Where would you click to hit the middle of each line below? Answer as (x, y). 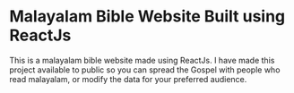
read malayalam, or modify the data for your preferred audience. (128, 79)
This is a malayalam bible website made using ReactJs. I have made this (142, 60)
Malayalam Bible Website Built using (147, 17)
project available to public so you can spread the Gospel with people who (145, 70)
